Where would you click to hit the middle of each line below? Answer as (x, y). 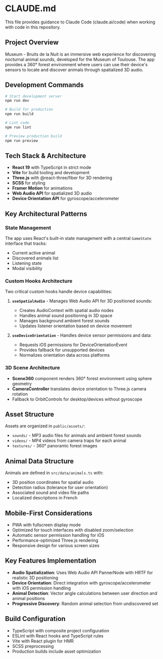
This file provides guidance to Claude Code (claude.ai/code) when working (80, 22)
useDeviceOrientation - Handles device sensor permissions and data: (82, 335)
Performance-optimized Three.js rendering (55, 540)
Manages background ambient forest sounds (64, 321)
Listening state (27, 263)
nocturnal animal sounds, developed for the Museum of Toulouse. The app (80, 59)
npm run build (19, 114)
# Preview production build (34, 136)
